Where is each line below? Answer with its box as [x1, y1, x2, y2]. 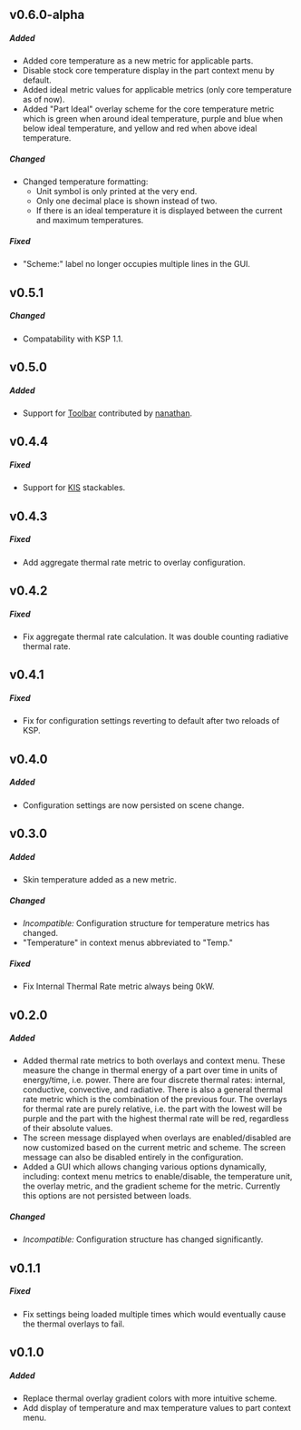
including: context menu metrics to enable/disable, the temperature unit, [22, 1171, 293, 1182]
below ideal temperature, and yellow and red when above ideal [22, 123, 257, 134]
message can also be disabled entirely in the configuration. [22, 1152, 244, 1163]
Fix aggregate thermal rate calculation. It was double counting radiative [22, 631, 289, 643]
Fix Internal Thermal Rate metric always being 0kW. [22, 981, 215, 992]
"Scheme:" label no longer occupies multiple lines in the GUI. [22, 259, 251, 270]
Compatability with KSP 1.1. [22, 333, 124, 344]
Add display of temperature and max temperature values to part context [22, 1403, 292, 1414]
